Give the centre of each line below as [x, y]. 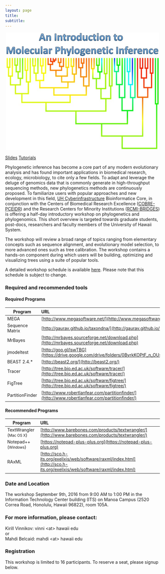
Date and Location [27, 484]
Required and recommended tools [46, 287]
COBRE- [147, 203]
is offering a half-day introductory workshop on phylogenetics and [72, 214]
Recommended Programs [32, 410]
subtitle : [15, 21]
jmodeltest [18, 352]
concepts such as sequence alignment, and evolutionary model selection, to [82, 244]
